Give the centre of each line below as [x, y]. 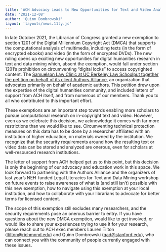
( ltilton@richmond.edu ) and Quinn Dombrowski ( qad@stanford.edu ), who [80, 235]
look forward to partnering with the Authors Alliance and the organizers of [80, 173]
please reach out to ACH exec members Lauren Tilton [60, 229]
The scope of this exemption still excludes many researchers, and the [76, 208]
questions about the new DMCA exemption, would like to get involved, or [79, 219]
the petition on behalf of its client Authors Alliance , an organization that [77, 80]
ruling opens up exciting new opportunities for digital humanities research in [83, 59]
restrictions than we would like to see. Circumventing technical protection [80, 126]
